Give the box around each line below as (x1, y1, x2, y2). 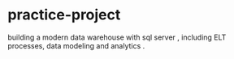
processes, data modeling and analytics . (7, 40, 145, 50)
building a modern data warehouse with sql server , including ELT (7, 32, 227, 42)
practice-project (7, 6, 121, 24)
